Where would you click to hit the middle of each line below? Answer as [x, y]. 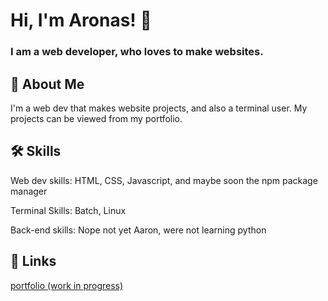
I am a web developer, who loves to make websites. [137, 52]
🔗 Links [33, 261]
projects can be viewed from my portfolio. [96, 118]
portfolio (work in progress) [67, 285]
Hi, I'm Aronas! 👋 [81, 20]
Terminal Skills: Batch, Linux [68, 210]
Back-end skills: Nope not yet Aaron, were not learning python [138, 230]
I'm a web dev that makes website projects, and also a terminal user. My [159, 108]
